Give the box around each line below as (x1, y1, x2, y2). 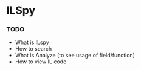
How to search (15, 45, 52, 52)
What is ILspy (15, 39, 50, 46)
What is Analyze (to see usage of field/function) (15, 52, 136, 59)
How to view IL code (15, 58, 67, 65)
